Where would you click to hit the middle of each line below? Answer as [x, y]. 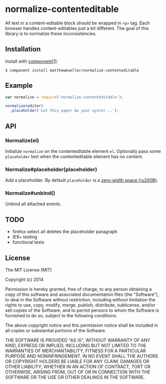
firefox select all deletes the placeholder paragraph [65, 232]
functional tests [28, 242]
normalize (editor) [24, 106]
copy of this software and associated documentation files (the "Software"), [82, 294]
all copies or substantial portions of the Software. [56, 331]
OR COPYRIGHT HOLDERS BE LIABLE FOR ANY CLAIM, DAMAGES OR [77, 362]
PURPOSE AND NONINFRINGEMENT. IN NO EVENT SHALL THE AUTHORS [82, 356]
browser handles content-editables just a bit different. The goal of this [77, 28]
